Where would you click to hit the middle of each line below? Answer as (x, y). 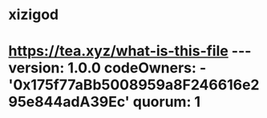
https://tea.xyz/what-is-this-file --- (130, 51)
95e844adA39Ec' (69, 102)
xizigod (33, 15)
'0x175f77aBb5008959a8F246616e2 (134, 85)
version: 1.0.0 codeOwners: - (107, 68)
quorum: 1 (167, 102)
